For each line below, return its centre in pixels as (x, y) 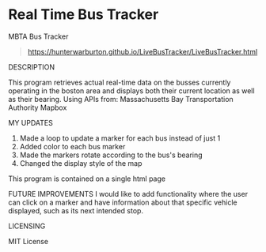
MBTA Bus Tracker (38, 36)
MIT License (28, 241)
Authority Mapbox (38, 107)
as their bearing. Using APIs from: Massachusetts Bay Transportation (121, 99)
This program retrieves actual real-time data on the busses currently (120, 82)
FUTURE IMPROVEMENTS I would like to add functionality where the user (128, 194)
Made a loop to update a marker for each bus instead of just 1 (120, 138)
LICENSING (27, 226)
